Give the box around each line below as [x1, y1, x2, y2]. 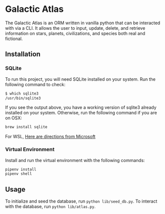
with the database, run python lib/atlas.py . [5, 204, 96, 210]
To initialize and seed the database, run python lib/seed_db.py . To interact [5, 198, 158, 204]
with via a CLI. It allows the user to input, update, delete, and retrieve [5, 25, 145, 31]
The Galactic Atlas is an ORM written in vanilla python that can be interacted [5, 20, 161, 26]
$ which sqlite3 [5, 91, 39, 96]
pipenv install [5, 167, 37, 172]
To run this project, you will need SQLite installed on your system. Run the [5, 76, 156, 82]
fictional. [5, 36, 23, 42]
